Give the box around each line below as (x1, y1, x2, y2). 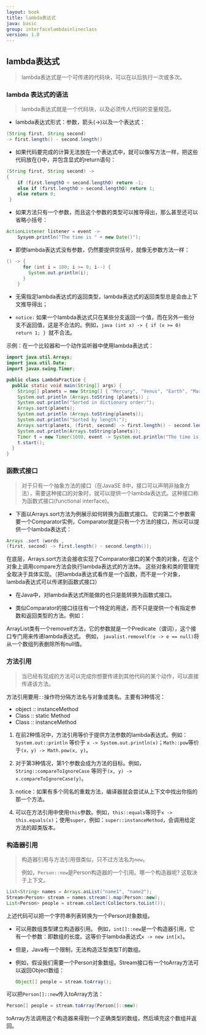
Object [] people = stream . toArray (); (15, 979, 112, 985)
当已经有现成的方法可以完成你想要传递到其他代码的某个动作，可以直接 (21, 672, 199, 680)
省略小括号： (15, 216, 48, 224)
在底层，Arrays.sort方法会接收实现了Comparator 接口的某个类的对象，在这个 (6, 555, 199, 563)
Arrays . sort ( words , (6, 537, 64, 544)
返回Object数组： (20, 966, 65, 974)
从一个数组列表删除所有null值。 (6, 641, 86, 648)
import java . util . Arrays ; (6, 354, 72, 361)
